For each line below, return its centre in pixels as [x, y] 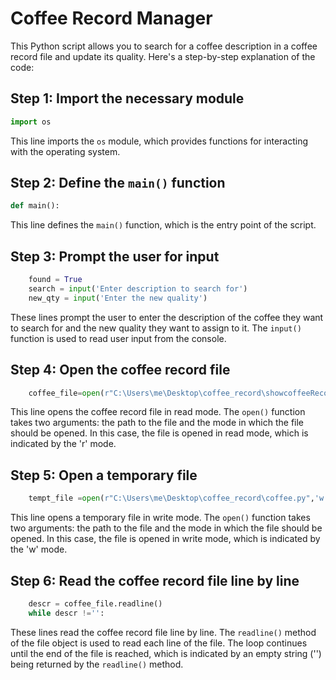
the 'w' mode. [39, 549]
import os [31, 122]
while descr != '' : [66, 613]
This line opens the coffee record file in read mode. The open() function [158, 412]
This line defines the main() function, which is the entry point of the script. [163, 225]
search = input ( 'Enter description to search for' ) [138, 289]
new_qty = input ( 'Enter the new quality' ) [118, 298]
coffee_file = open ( [66, 393]
